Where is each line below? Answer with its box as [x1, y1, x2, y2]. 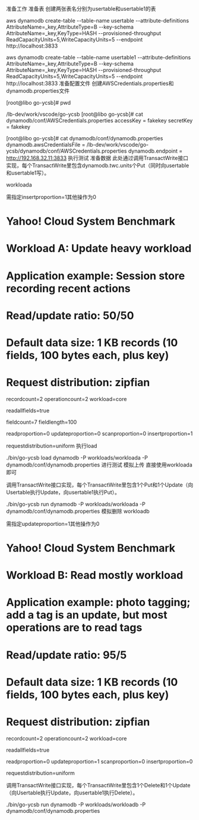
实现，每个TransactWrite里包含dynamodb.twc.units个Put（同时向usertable [6, 162, 189, 169]
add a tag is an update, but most [6, 608, 168, 622]
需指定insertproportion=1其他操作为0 [6, 194, 97, 200]
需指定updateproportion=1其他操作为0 [6, 520, 100, 527]
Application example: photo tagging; [6, 596, 191, 609]
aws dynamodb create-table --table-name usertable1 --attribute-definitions [6, 54, 191, 61]
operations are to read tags [6, 621, 143, 635]
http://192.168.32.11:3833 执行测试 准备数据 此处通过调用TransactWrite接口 [6, 154, 189, 162]
